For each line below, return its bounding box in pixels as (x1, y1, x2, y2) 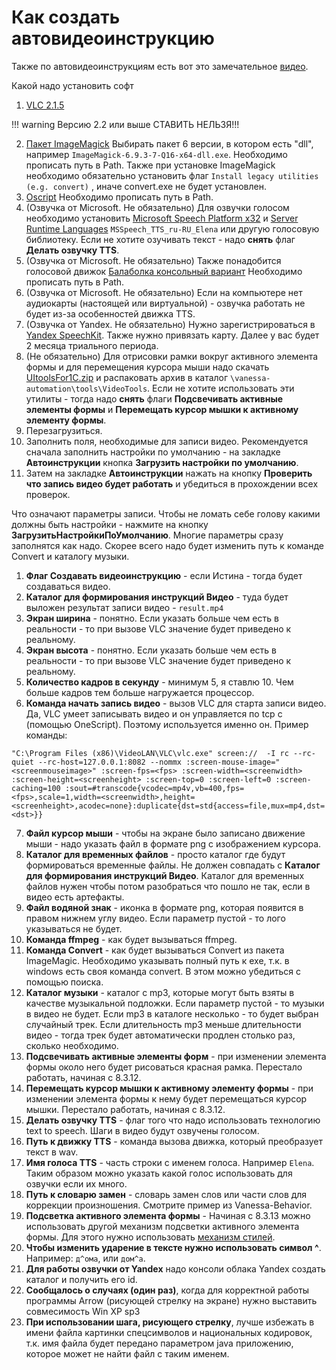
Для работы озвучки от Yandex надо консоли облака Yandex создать (25, 1262, 326, 1275)
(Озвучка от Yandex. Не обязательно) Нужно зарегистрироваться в (25, 318, 316, 330)
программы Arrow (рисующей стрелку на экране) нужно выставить (25, 1294, 318, 1306)
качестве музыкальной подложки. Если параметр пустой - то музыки (25, 997, 325, 1009)
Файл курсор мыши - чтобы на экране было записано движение (25, 827, 306, 839)
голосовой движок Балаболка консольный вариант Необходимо (25, 265, 303, 277)
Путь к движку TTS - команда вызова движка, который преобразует (25, 1135, 324, 1147)
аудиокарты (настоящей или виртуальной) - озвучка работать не (25, 297, 306, 309)
